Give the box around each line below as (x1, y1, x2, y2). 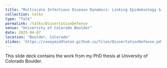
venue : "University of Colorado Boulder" (5, 26, 92, 31)
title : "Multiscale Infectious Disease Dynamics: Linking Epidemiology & (5, 7, 162, 12)
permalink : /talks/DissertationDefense (5, 21, 88, 26)
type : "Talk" (5, 16, 32, 21)
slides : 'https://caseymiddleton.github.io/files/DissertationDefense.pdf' (5, 39, 166, 44)
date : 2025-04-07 (5, 30, 41, 35)
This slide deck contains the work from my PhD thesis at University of (5, 53, 148, 59)
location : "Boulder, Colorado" (5, 35, 70, 40)
